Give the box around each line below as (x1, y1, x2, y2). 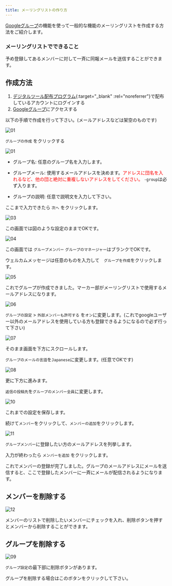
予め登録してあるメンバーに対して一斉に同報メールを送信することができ (5, 55, 158, 62)
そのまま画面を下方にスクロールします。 (5, 345, 91, 351)
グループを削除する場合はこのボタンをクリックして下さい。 (5, 575, 131, 581)
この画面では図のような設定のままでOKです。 (5, 225, 102, 232)
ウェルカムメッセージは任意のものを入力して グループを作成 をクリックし (5, 257, 158, 263)
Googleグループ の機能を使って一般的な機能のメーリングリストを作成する (5, 22, 160, 28)
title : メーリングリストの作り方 (5, 7, 68, 13)
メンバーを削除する (5, 492, 66, 501)
